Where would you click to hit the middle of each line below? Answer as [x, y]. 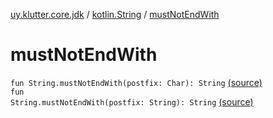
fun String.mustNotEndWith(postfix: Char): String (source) [136, 82]
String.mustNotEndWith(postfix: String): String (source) [132, 101]
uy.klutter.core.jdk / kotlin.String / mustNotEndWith [115, 14]
